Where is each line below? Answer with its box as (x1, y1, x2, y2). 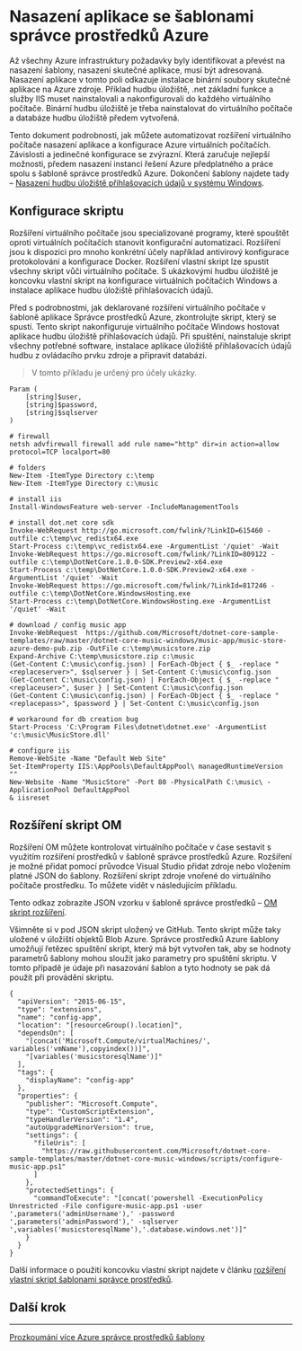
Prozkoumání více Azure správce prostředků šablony (9, 1332, 205, 1343)
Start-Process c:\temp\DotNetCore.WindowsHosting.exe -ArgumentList (9, 596, 271, 605)
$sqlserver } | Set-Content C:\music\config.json (81, 667, 271, 676)
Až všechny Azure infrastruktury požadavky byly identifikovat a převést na (9, 55, 286, 66)
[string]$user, (25, 393, 83, 402)
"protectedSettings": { (25, 1186, 115, 1195)
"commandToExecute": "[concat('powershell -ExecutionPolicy (32, 1193, 263, 1203)
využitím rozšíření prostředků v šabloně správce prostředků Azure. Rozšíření (9, 851, 292, 861)
